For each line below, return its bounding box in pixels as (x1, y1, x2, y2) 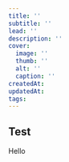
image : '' (15, 49, 48, 58)
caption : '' (15, 72, 56, 80)
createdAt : (8, 79, 45, 87)
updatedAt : (8, 87, 45, 96)
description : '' (8, 34, 63, 43)
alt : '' (15, 65, 42, 73)
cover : (8, 42, 30, 50)
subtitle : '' (8, 19, 52, 28)
